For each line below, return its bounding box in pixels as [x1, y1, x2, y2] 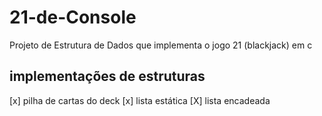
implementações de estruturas [9, 68, 206, 85]
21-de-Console [9, 6, 137, 29]
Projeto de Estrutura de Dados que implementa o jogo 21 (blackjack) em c [9, 39, 313, 51]
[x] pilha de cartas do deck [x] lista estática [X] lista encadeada [9, 94, 271, 106]
